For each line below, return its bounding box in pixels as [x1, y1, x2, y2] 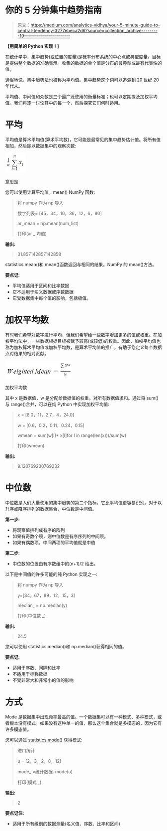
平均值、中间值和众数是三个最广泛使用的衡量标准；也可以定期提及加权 [5, 93, 149, 100]
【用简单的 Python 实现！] [5, 43, 59, 49]
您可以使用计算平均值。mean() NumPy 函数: [5, 189, 95, 195]
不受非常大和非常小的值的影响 [12, 677, 74, 683]
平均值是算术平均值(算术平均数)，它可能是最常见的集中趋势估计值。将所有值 [5, 137, 161, 142]
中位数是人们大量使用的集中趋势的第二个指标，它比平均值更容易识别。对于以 [5, 499, 162, 506]
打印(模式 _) [17, 779, 42, 785]
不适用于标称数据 [12, 671, 48, 677]
